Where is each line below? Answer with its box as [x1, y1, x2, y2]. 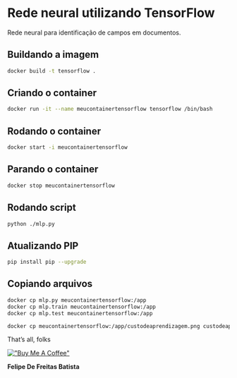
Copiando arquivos [7, 278, 93, 290]
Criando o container [7, 87, 97, 99]
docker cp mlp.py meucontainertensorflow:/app [7, 296, 147, 304]
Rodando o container [7, 125, 101, 137]
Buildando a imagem [7, 49, 99, 61]
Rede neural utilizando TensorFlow [7, 5, 215, 21]
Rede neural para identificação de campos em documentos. [7, 28, 181, 37]
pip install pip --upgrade [7, 259, 87, 266]
